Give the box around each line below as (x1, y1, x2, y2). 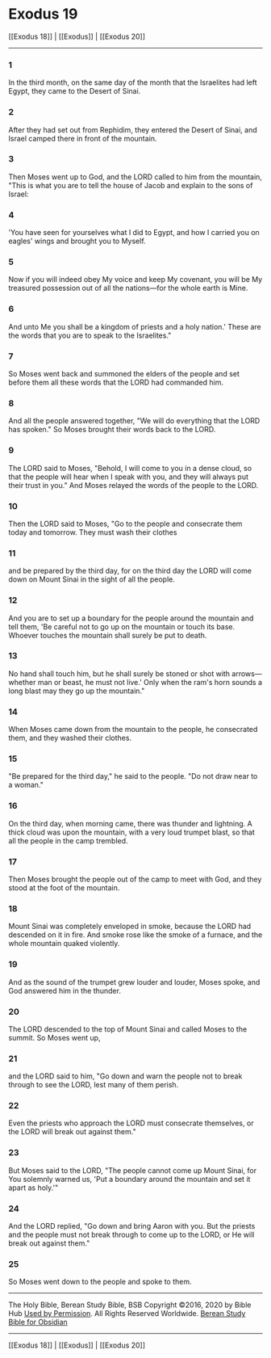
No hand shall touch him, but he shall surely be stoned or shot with (8, 668, 231, 679)
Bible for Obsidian (8, 1318, 69, 1327)
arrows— (231, 668, 262, 679)
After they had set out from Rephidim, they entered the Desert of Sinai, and (8, 124, 258, 134)
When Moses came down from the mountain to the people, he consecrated (8, 725, 258, 734)
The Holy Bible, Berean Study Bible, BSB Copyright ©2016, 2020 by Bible (8, 1300, 252, 1310)
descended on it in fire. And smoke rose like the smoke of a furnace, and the (8, 930, 263, 940)
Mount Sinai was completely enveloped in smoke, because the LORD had (8, 922, 252, 931)
